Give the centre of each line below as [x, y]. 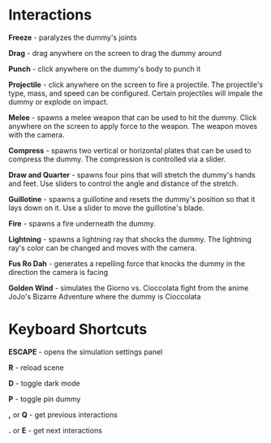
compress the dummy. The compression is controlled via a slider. [117, 159]
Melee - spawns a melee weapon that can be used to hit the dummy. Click [133, 117]
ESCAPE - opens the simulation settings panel [86, 351]
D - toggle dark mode [44, 383]
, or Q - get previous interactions [63, 415]
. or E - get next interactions [56, 430]
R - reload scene [36, 368]
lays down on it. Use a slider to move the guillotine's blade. [107, 208]
